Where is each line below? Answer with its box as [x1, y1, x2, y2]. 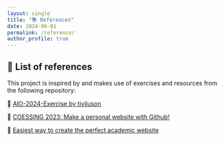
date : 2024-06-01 [7, 23, 57, 29]
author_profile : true [7, 36, 69, 42]
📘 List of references [7, 61, 92, 73]
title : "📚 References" [7, 16, 74, 23]
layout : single [7, 10, 51, 17]
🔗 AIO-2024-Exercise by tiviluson [7, 99, 101, 107]
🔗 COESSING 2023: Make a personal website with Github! [7, 112, 170, 120]
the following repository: [7, 86, 76, 94]
